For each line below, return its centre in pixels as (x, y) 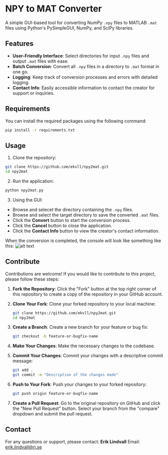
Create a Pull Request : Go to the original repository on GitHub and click (86, 403)
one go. (20, 72)
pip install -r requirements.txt (40, 130)
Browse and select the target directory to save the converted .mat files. (86, 215)
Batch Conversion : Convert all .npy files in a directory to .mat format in (86, 66)
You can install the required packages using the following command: (76, 121)
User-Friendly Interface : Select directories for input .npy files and (81, 56)
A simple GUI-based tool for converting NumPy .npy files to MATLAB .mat (81, 23)
